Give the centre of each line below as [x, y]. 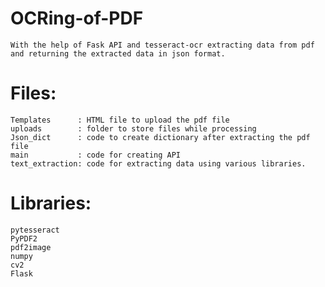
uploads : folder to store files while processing [133, 128]
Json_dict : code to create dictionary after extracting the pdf [160, 137]
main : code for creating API [96, 155]
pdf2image [31, 247]
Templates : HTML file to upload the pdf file [120, 120]
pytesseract [35, 230]
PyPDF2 [24, 238]
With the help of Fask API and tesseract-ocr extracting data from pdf [162, 45]
